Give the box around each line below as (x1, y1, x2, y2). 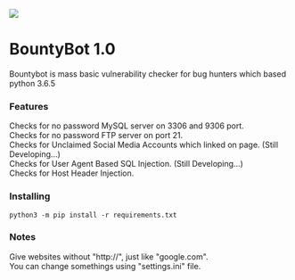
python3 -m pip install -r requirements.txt (9, 210, 177, 219)
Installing (9, 190, 51, 202)
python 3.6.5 (9, 78, 56, 88)
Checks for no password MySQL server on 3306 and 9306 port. (9, 120, 245, 131)
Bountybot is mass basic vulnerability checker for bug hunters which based (9, 68, 287, 79)
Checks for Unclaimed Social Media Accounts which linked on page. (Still (9, 139, 279, 151)
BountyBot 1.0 (9, 39, 116, 60)
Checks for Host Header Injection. (9, 168, 135, 178)
